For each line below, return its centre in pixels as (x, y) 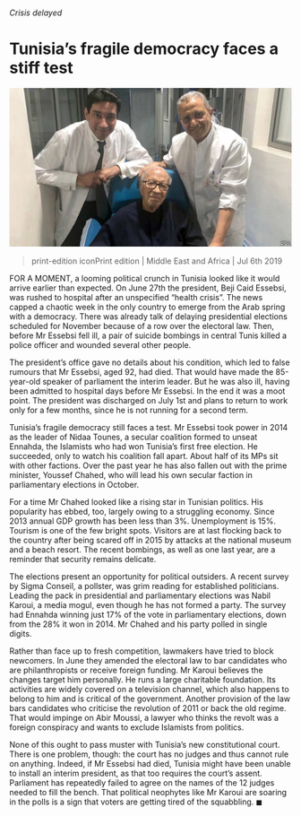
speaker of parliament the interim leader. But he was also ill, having (166, 382)
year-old (25, 382)
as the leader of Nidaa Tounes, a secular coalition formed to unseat (133, 437)
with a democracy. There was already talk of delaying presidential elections (149, 317)
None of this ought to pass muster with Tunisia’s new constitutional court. (145, 745)
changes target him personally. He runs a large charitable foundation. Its (142, 680)
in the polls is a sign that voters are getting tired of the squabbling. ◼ (136, 802)
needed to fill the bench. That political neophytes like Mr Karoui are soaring (148, 793)
